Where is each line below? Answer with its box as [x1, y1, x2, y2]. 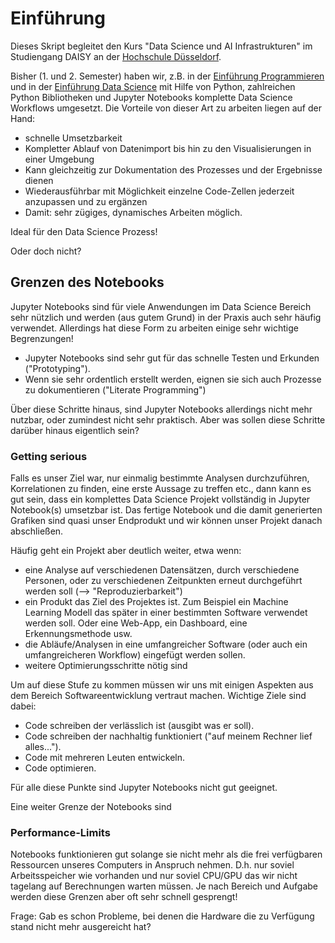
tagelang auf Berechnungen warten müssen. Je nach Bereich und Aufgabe [10, 880, 319, 892]
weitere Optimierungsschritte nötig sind [24, 660, 188, 672]
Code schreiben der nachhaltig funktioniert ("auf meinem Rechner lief [24, 730, 313, 742]
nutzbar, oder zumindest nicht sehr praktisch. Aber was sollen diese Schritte [10, 413, 326, 426]
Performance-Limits [10, 825, 111, 839]
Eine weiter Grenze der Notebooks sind [10, 801, 172, 813]
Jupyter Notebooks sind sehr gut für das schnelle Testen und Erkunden [24, 352, 320, 364]
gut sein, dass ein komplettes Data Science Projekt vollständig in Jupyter [10, 493, 311, 506]
